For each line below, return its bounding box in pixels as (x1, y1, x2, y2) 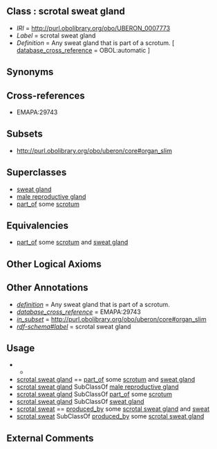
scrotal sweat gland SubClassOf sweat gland (16, 398, 144, 406)
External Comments (6, 432, 94, 444)
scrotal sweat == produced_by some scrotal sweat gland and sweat (16, 405, 210, 413)
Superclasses (6, 166, 67, 179)
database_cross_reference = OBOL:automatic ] (16, 46, 150, 54)
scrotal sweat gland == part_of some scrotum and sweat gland (16, 376, 196, 384)
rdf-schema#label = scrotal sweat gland (16, 322, 131, 331)
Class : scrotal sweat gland (6, 6, 125, 17)
